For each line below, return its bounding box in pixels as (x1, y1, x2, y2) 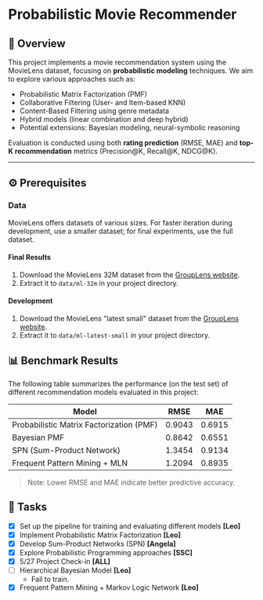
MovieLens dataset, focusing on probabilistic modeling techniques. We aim (8, 66, 254, 75)
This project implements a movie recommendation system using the (8, 57, 227, 67)
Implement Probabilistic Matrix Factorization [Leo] (19, 530, 182, 540)
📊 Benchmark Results (8, 354, 119, 368)
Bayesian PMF (12, 432, 65, 443)
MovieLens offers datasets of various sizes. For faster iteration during (8, 218, 233, 227)
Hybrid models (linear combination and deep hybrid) (19, 115, 189, 123)
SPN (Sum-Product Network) (12, 445, 121, 455)
